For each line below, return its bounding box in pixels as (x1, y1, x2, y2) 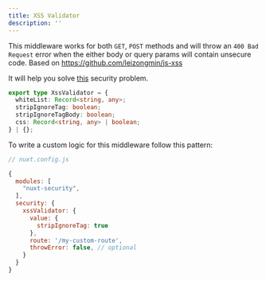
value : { (29, 214, 59, 222)
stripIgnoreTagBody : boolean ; (15, 111, 115, 119)
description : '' (8, 19, 62, 27)
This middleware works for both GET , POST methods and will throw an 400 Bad (8, 41, 259, 50)
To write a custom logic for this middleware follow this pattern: (8, 140, 213, 150)
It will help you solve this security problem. (8, 73, 149, 83)
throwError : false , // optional (29, 244, 137, 252)
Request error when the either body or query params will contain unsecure (8, 49, 252, 59)
